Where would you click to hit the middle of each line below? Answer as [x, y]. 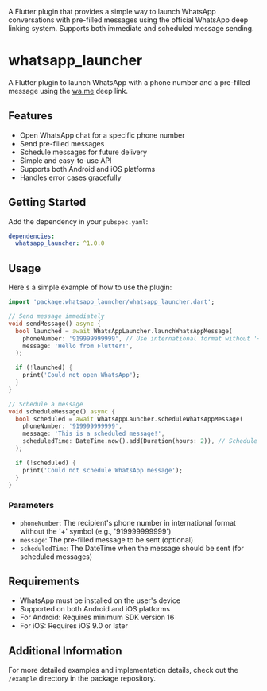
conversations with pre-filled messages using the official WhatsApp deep [128, 20]
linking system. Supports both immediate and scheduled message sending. [131, 28]
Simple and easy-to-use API [66, 160]
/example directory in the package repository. [82, 678]
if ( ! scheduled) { [46, 463]
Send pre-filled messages [62, 143]
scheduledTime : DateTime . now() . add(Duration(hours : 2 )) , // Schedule [140, 441]
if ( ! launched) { [44, 368]
